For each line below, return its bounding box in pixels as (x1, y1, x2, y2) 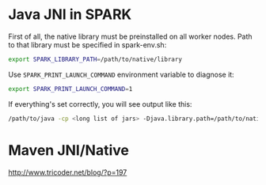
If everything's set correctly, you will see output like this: (8, 99, 192, 108)
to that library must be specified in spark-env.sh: (8, 40, 167, 49)
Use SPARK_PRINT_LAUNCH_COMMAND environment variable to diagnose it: (8, 70, 235, 79)
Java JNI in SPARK (8, 6, 132, 24)
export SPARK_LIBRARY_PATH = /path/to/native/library (8, 55, 182, 63)
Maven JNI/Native (8, 141, 129, 159)
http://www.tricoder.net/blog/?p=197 (8, 168, 127, 177)
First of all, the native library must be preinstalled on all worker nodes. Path (8, 32, 253, 41)
